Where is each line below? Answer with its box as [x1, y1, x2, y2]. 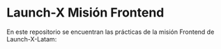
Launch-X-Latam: [6, 35, 57, 43]
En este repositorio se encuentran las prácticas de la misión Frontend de [6, 28, 215, 36]
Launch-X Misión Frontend [6, 5, 165, 21]
